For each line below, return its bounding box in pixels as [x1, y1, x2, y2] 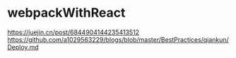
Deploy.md [7, 43, 39, 51]
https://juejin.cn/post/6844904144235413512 [7, 28, 140, 36]
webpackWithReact [7, 5, 126, 21]
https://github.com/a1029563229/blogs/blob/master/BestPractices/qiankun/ [7, 35, 230, 43]
